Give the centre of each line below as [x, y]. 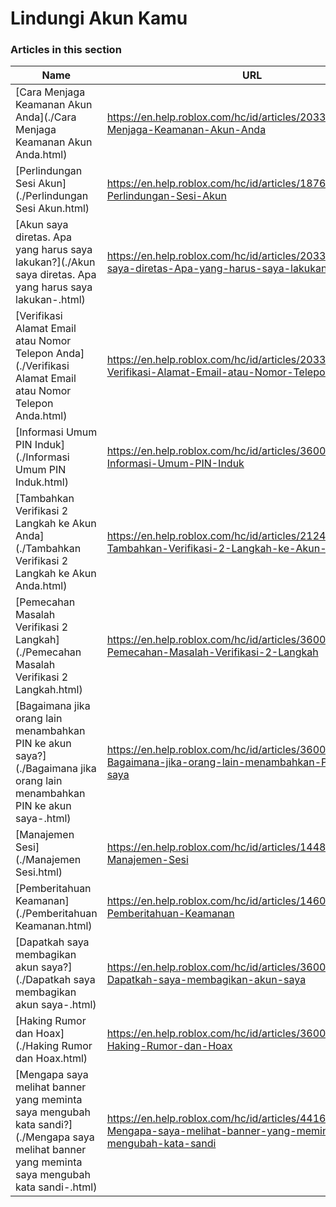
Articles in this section [66, 50]
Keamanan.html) [54, 926]
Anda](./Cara [46, 117]
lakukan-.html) [50, 300]
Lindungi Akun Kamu [99, 18]
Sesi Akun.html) [52, 209]
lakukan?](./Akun [55, 262]
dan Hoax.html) [51, 1059]
